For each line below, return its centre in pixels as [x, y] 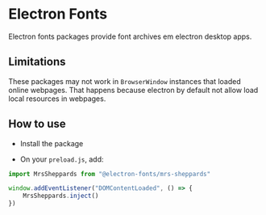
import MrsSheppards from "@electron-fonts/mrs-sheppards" [110, 174]
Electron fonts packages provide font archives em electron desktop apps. [130, 36]
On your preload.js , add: [62, 159]
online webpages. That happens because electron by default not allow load [133, 90]
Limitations [37, 62]
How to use [37, 124]
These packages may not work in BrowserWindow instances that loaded [125, 81]
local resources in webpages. [57, 99]
